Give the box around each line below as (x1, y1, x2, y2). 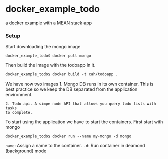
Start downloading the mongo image (5, 44, 81, 50)
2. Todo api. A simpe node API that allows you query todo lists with (5, 101, 156, 106)
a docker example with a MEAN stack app (5, 20, 92, 26)
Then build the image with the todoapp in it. (5, 62, 96, 68)
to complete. (5, 110, 33, 115)
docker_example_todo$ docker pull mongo (5, 53, 92, 58)
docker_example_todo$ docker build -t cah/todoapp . (5, 72, 118, 77)
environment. (5, 92, 33, 98)
